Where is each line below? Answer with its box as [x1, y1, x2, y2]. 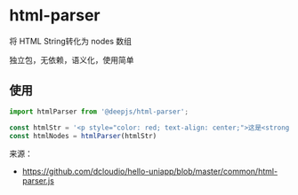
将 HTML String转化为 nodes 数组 [9, 35, 132, 46]
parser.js [21, 175, 55, 186]
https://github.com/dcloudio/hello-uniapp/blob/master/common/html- [21, 166, 278, 177]
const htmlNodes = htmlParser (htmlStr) [9, 131, 157, 140]
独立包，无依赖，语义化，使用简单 [9, 54, 134, 65]
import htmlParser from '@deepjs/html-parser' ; [9, 107, 189, 116]
